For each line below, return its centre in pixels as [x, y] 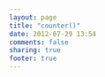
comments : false [39, 42]
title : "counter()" [45, 26]
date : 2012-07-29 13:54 [53, 34]
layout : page [33, 17]
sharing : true [35, 50]
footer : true [33, 58]
